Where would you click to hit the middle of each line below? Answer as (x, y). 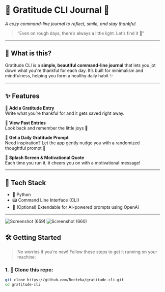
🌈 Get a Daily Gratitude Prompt (37, 137)
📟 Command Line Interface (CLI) (46, 200)
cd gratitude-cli (23, 285)
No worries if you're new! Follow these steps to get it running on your (87, 252)
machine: (27, 257)
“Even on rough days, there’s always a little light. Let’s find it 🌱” (81, 33)
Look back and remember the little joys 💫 (47, 128)
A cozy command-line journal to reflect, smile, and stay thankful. (71, 24)
